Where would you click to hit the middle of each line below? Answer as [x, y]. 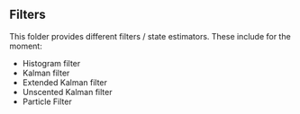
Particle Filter [47, 101]
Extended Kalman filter [65, 82]
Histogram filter [51, 63]
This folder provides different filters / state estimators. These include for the [150, 36]
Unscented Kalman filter [67, 92]
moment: [26, 46]
